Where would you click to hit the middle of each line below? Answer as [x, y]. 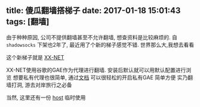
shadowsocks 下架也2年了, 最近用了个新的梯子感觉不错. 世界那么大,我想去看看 [100, 45]
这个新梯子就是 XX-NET [35, 57]
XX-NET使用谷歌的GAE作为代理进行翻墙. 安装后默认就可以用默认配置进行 [96, 70]
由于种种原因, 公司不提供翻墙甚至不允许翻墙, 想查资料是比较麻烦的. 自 [92, 37]
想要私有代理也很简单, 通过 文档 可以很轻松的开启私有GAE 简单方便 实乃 [100, 77]
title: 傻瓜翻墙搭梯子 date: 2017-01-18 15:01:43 [93, 11]
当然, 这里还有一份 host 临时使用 [46, 97]
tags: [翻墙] [28, 22]
